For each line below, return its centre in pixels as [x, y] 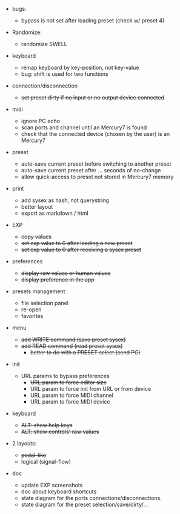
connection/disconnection [45, 86]
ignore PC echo [41, 121]
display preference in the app [58, 279]
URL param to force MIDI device [70, 402]
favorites [32, 316]
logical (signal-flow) [46, 462]
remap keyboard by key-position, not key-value [80, 67]
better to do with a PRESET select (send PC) [85, 352]
